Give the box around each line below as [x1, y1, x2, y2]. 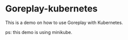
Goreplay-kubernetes [5, 3, 98, 14]
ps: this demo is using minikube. [5, 29, 72, 35]
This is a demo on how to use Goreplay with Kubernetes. [5, 19, 123, 25]
